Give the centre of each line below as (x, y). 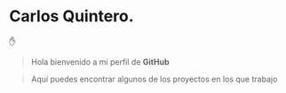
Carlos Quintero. (71, 16)
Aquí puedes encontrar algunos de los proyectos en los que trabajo (154, 79)
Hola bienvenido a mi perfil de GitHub (100, 62)
